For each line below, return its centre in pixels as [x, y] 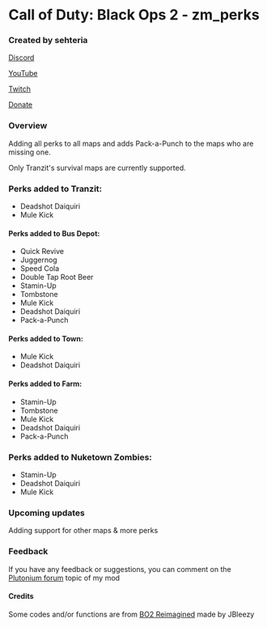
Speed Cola [40, 269]
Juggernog [39, 260]
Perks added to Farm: [45, 384]
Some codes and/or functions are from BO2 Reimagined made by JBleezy [131, 614]
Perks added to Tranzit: [55, 189]
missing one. [30, 152]
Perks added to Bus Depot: [54, 233]
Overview [28, 125]
